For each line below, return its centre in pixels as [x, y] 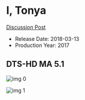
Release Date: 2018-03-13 [47, 39]
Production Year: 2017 [42, 45]
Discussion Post [26, 27]
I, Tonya [26, 11]
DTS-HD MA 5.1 [35, 64]
